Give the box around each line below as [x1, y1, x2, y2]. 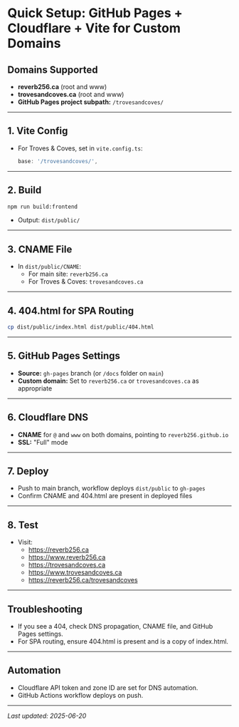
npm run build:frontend [7, 203, 78, 210]
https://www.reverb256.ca [28, 553, 106, 562]
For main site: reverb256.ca [28, 269, 108, 279]
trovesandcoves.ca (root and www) [17, 91, 124, 98]
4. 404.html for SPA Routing [7, 304, 134, 316]
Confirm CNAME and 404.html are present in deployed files [17, 492, 193, 500]
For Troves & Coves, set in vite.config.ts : [17, 144, 143, 153]
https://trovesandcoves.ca [28, 561, 106, 569]
